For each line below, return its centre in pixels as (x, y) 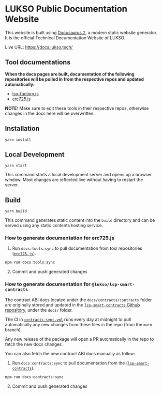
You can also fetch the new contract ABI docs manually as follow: (70, 353)
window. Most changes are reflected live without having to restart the (74, 180)
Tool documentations (38, 62)
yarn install (18, 140)
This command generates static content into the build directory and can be (80, 220)
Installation (22, 129)
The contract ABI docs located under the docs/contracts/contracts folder (79, 300)
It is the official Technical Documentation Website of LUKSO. (65, 38)
